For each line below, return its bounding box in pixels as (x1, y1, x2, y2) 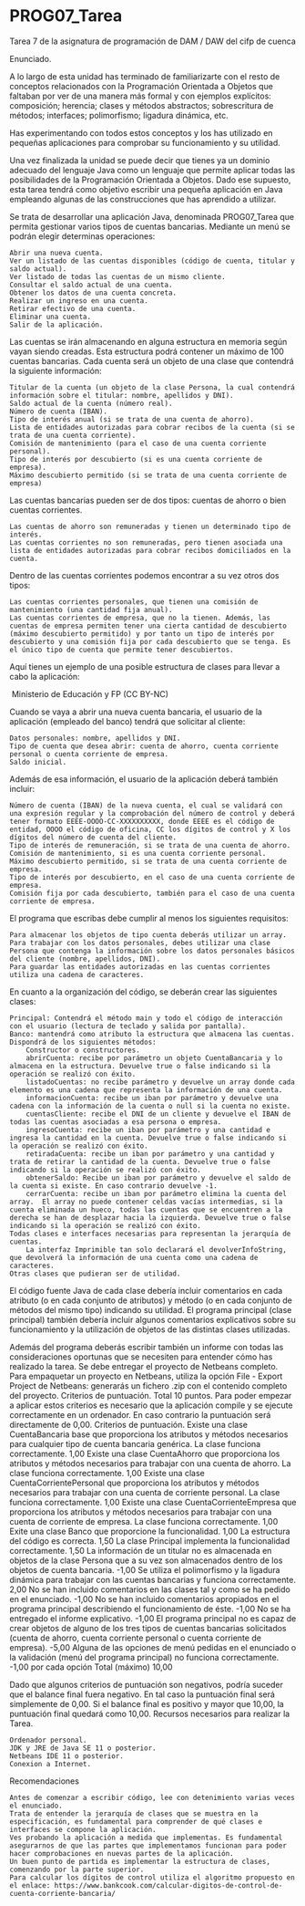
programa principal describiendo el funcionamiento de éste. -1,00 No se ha (9, 1603, 291, 1614)
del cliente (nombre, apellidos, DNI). (9, 954, 161, 963)
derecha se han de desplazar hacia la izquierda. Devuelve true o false (9, 1213, 291, 1223)
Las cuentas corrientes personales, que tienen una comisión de (9, 597, 259, 607)
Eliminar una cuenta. (9, 312, 92, 321)
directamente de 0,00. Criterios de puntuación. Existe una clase (9, 1419, 249, 1430)
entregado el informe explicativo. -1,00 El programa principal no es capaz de (9, 1612, 297, 1624)
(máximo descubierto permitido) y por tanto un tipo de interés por (9, 629, 275, 639)
